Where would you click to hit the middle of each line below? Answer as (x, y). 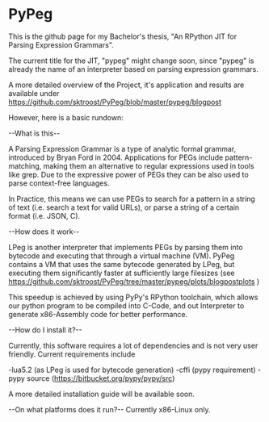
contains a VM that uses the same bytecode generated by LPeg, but (122, 264)
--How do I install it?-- (45, 330)
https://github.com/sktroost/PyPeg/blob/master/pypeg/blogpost (115, 102)
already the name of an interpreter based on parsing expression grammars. (133, 69)
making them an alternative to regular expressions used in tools (149, 165)
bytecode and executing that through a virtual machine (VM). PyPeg (122, 256)
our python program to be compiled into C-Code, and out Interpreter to (126, 305)
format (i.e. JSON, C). (44, 215)
